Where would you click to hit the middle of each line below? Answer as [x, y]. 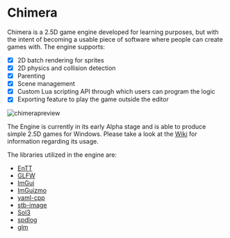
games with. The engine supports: [56, 46]
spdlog [27, 220]
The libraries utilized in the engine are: [62, 155]
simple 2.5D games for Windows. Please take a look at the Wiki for [102, 134]
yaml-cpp [31, 198]
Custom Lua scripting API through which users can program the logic [116, 92]
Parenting [31, 76]
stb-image [32, 205]
